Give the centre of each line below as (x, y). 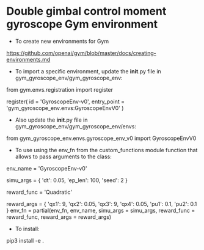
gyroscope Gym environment (82, 24)
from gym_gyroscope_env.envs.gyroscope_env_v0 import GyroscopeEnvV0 (101, 138)
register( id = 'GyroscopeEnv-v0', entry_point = (66, 101)
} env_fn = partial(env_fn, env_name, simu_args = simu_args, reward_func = (101, 210)
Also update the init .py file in (51, 120)
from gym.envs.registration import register (60, 89)
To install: (27, 229)
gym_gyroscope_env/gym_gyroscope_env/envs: (75, 126)
